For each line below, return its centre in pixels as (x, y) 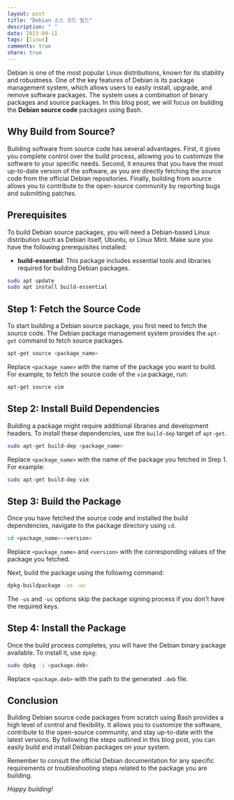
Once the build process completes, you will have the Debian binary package (117, 645)
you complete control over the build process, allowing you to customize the (115, 156)
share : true (24, 53)
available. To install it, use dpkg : (52, 652)
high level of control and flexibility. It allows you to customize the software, (115, 725)
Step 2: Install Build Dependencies (83, 409)
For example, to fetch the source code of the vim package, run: (98, 374)
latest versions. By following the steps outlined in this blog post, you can (111, 740)
